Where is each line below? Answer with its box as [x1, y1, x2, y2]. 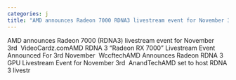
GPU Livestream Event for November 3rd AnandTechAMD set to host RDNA [7, 58, 228, 67]
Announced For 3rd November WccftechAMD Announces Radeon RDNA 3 [7, 51, 223, 60]
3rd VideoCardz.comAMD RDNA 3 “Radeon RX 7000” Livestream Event [7, 44, 216, 52]
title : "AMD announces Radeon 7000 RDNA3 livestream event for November [7, 17, 225, 24]
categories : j [7, 10, 49, 18]
